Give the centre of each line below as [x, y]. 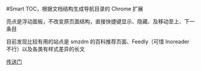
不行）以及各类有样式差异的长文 [45, 49]
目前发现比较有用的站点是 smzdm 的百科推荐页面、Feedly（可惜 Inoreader [98, 41]
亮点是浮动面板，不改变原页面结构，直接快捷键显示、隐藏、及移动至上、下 [98, 21]
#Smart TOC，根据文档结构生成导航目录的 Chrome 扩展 [75, 9]
